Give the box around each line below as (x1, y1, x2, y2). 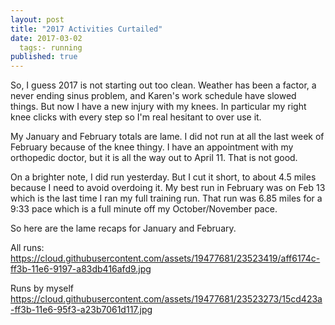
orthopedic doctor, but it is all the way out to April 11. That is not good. (10, 152, 298, 164)
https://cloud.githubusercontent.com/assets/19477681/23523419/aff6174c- (10, 252, 321, 265)
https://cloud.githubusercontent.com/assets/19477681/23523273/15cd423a (10, 293, 323, 305)
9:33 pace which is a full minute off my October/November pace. (10, 203, 278, 215)
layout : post (10, 14, 65, 25)
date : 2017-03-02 (10, 33, 83, 43)
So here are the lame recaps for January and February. (10, 222, 237, 235)
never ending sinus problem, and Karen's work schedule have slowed (10, 90, 297, 102)
